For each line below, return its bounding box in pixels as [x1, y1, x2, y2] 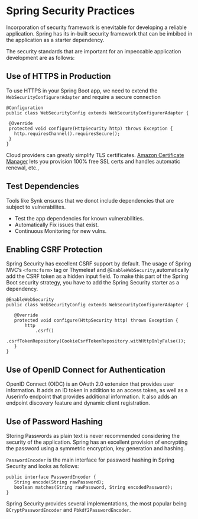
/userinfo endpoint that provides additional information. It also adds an [6, 393, 177, 401]
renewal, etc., [6, 164, 40, 171]
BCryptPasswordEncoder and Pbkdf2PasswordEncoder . [6, 507, 131, 513]
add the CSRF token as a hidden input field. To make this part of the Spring [6, 273, 189, 280]
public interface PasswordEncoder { [6, 474, 96, 480]
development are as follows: [6, 54, 75, 61]
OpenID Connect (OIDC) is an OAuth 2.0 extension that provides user [6, 380, 174, 387]
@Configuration [6, 105, 44, 111]
